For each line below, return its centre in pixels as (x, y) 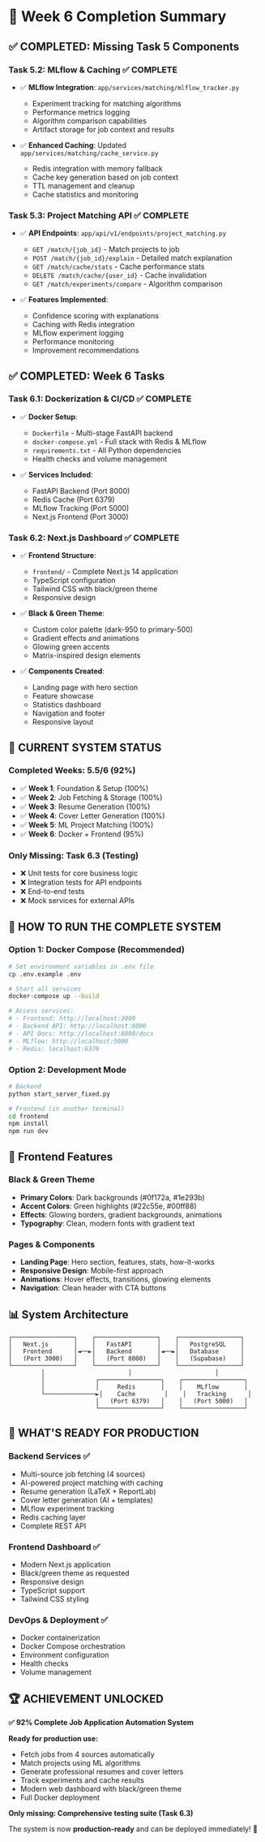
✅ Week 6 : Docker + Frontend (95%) (82, 834)
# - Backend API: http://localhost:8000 (78, 1027)
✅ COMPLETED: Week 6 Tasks (87, 376)
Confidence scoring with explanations (96, 316)
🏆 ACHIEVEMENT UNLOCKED (86, 1699)
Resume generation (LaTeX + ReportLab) (88, 1491)
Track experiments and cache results (82, 1780)
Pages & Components (52, 1244)
